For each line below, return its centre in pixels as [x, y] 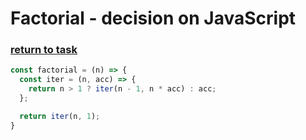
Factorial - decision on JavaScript [153, 18]
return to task [44, 50]
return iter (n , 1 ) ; [60, 116]
